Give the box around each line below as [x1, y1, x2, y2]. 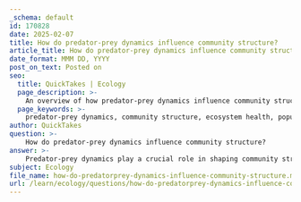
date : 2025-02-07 [9, 29, 74, 38]
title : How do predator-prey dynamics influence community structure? [9, 38, 279, 47]
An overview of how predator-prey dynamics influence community [25, 96, 271, 105]
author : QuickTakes [9, 122, 82, 130]
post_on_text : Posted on [9, 63, 102, 72]
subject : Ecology [9, 163, 74, 172]
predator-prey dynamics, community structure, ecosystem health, [25, 113, 275, 122]
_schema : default [9, 13, 74, 22]
